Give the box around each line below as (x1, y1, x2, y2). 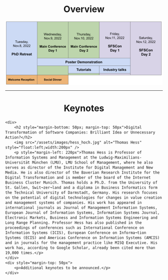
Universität (5, 160, 30, 165)
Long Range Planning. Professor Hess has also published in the (5, 220, 142, 225)
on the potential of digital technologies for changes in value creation (5, 195, 162, 200)
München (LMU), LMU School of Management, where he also (31, 160, 153, 165)
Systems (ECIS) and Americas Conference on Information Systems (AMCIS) (5, 235, 160, 240)
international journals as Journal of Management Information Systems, (5, 205, 157, 210)
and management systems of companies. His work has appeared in (5, 200, 142, 205)
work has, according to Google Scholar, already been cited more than (5, 245, 155, 250)
